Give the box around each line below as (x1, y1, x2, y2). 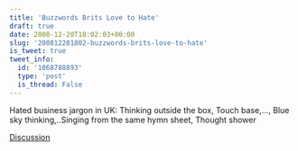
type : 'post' (17, 72, 67, 81)
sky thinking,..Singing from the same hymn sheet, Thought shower (9, 114, 257, 125)
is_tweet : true (9, 47, 67, 56)
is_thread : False (17, 80, 83, 89)
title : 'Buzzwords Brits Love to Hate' (9, 13, 160, 22)
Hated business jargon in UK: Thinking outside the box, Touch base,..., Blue (9, 104, 290, 115)
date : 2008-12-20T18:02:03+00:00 (9, 30, 135, 39)
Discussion (9, 131, 51, 142)
